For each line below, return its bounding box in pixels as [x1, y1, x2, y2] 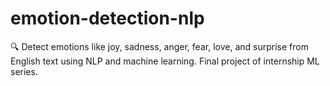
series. [10, 65, 38, 77]
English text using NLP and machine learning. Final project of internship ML [10, 55, 320, 67]
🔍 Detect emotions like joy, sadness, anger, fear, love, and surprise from [10, 40, 309, 52]
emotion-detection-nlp [10, 7, 205, 30]
